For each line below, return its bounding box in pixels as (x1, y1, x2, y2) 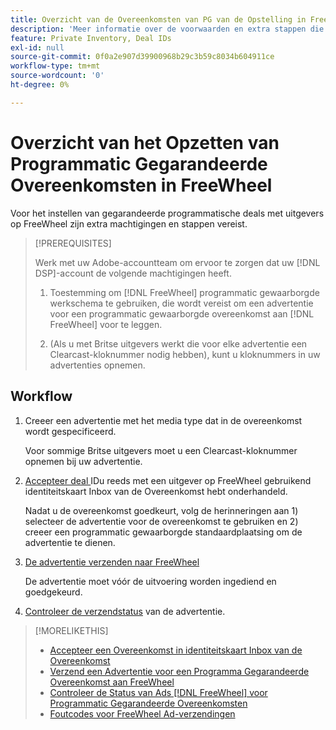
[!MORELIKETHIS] (34, 624, 109, 636)
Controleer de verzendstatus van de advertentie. (24, 605, 226, 617)
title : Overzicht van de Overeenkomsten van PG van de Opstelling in (10, 14, 307, 25)
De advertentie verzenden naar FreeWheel (24, 556, 200, 568)
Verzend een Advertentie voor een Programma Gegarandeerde (49, 665, 310, 677)
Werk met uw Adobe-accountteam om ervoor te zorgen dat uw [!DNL (34, 256, 321, 268)
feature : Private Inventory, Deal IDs (10, 33, 172, 43)
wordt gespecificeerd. (24, 425, 117, 437)
